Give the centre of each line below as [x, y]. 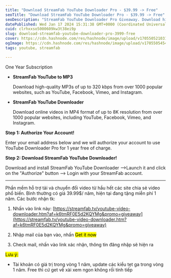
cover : [12, 39]
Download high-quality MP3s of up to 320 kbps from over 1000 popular [88, 87]
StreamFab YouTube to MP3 [42, 77]
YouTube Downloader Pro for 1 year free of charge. [59, 148]
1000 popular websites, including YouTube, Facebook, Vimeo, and [82, 117]
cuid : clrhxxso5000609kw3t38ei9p [41, 29]
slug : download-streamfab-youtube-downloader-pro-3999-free [70, 34]
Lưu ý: [12, 254]
